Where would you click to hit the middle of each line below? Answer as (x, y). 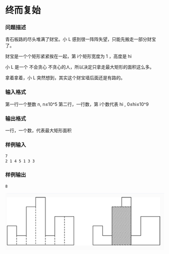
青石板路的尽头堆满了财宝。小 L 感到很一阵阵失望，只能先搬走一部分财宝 (81, 39)
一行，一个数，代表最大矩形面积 (38, 131)
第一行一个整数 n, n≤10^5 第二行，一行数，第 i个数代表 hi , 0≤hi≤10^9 (77, 104)
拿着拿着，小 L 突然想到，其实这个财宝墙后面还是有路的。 (65, 78)
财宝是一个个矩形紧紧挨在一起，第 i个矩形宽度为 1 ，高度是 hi (69, 57)
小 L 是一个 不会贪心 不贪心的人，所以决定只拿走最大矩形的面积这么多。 (80, 67)
